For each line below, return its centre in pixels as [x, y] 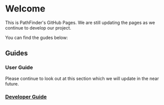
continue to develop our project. [38, 27]
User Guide [19, 67]
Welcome [25, 9]
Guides [17, 53]
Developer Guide [26, 96]
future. [12, 83]
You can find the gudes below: [37, 37]
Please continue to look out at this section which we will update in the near [82, 78]
